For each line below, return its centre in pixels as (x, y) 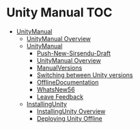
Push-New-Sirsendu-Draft (73, 53)
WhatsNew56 (56, 89)
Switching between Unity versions (85, 75)
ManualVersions (59, 68)
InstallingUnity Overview (71, 111)
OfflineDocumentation (68, 82)
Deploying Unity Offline (70, 118)
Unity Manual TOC (59, 13)
